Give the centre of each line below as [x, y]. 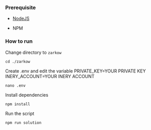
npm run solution [23, 122]
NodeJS [21, 19]
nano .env [16, 85]
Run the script [20, 113]
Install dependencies [27, 95]
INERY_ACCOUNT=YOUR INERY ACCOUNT [50, 76]
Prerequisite [21, 8]
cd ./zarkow [18, 61]
